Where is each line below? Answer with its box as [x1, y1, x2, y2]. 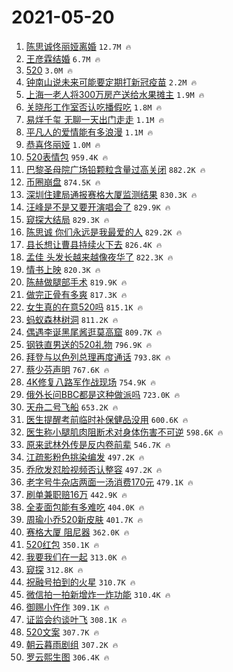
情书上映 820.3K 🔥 [25, 263, 101, 275]
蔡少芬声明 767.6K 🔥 [25, 363, 110, 375]
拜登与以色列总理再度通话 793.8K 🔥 [25, 351, 171, 363]
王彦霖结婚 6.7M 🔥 [25, 52, 101, 65]
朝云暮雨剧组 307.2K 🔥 [25, 638, 119, 650]
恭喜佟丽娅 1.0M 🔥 [25, 138, 101, 150]
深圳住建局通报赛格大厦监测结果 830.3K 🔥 [25, 188, 198, 200]
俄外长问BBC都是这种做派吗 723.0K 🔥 [25, 388, 181, 400]
